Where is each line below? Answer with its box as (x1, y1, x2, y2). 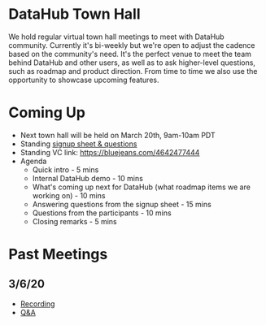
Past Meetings (8, 245, 108, 264)
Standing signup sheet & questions (20, 139, 137, 149)
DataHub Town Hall (8, 5, 141, 24)
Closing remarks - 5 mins (32, 216, 117, 226)
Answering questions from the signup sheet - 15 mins (32, 199, 211, 209)
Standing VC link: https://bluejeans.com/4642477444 (20, 147, 200, 157)
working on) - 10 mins (32, 190, 106, 200)
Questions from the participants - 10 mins (32, 208, 172, 218)
